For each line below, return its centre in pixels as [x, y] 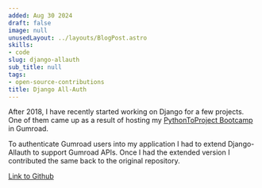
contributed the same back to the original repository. [94, 161]
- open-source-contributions [56, 82]
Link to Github [31, 176]
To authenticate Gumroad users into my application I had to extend [117, 144]
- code [19, 52]
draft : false [30, 23]
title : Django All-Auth [48, 89]
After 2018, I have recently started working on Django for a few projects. [126, 112]
